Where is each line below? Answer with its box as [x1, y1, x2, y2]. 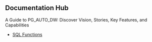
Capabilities [5, 22, 29, 28]
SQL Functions [12, 31, 43, 37]
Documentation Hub [5, 4, 69, 12]
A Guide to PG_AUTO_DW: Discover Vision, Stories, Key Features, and [5, 17, 148, 22]
